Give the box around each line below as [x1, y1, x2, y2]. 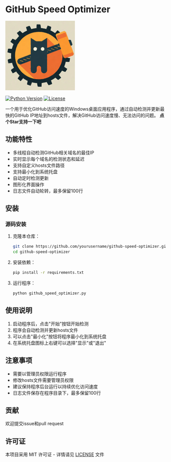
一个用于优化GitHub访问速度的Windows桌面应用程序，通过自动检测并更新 [5, 106, 160, 112]
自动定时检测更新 [12, 175, 49, 181]
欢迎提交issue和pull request [5, 421, 64, 427]
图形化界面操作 [12, 181, 44, 187]
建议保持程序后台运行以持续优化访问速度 [12, 383, 98, 390]
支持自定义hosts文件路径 [12, 162, 65, 168]
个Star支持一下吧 [5, 118, 42, 124]
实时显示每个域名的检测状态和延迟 [12, 156, 85, 162]
